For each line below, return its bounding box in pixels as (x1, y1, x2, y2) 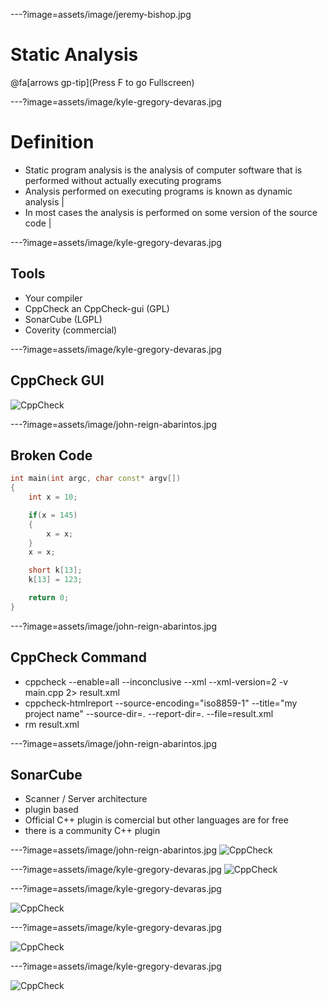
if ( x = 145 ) (28, 510, 78, 520)
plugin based (24, 804, 79, 816)
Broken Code (10, 447, 93, 464)
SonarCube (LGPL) (24, 313, 103, 325)
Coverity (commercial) (24, 324, 118, 336)
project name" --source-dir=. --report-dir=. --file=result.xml (24, 707, 274, 719)
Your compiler (24, 292, 83, 304)
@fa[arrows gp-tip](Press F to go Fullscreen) (10, 76, 195, 88)
